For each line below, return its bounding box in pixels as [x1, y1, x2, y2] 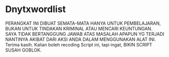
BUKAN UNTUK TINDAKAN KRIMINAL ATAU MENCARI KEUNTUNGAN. [5, 25, 153, 31]
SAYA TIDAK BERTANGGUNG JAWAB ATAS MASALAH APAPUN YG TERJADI [5, 31, 164, 37]
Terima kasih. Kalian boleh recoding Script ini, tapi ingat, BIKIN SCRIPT [5, 41, 153, 47]
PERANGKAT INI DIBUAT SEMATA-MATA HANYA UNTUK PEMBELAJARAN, [5, 20, 161, 26]
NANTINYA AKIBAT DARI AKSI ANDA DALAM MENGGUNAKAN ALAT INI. [5, 36, 156, 42]
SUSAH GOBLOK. [5, 47, 42, 53]
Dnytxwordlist [5, 4, 66, 15]
